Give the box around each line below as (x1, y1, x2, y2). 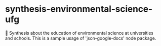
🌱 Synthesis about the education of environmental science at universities (5, 30, 154, 36)
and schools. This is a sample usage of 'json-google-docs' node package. (5, 35, 157, 41)
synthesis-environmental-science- (5, 3, 153, 15)
